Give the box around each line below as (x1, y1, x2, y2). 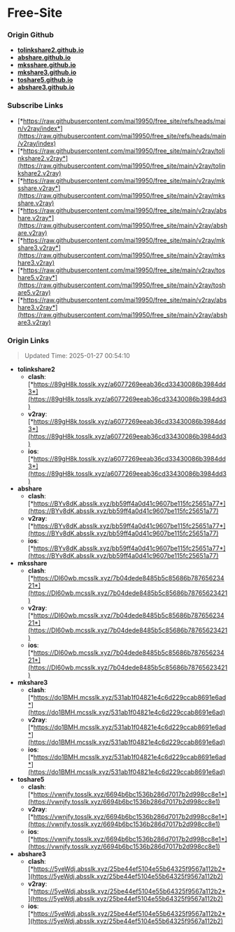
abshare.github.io (17, 53, 71, 62)
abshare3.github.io (17, 83, 75, 92)
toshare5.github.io (17, 76, 73, 84)
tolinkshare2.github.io (17, 46, 84, 54)
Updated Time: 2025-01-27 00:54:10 (24, 352, 131, 360)
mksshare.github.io (17, 61, 76, 69)
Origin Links (7, 335, 50, 345)
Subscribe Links (7, 100, 64, 110)
